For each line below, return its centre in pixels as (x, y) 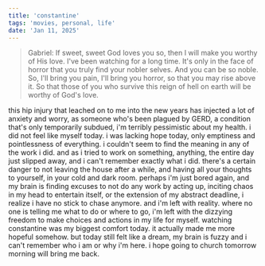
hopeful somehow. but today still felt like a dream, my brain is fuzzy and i (128, 237)
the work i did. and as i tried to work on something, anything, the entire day (131, 152)
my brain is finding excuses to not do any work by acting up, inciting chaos (131, 187)
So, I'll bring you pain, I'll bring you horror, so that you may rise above (142, 78)
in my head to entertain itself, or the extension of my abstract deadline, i (126, 195)
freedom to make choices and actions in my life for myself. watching (120, 220)
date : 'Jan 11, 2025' (44, 30)
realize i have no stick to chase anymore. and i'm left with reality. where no (131, 203)
